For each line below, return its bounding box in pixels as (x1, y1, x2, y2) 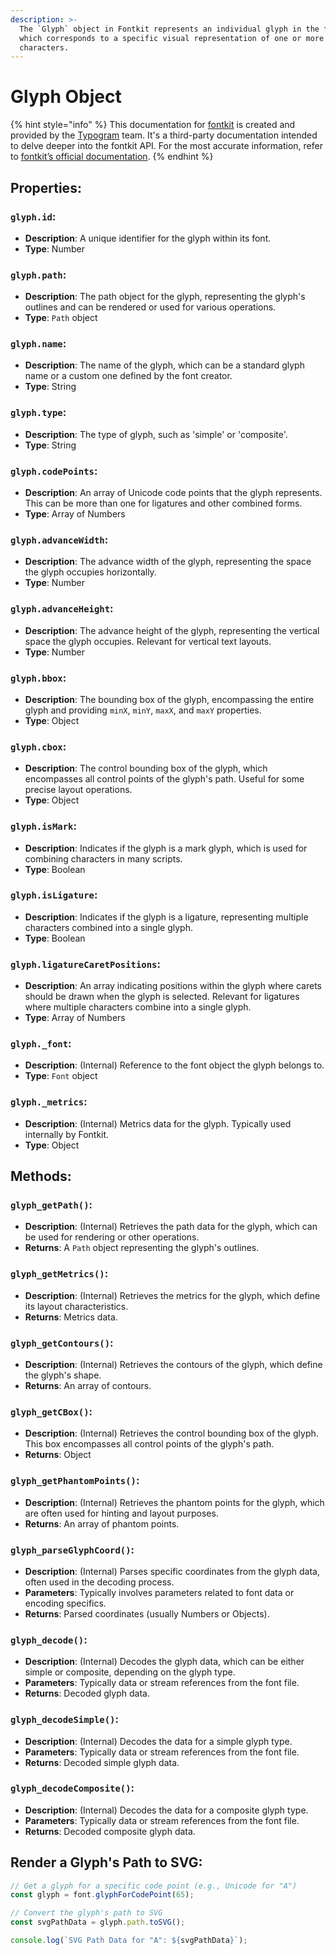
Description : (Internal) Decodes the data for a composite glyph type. (24, 1804, 309, 1816)
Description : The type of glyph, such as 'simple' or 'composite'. (24, 428, 288, 440)
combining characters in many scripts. (24, 852, 183, 865)
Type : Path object (24, 312, 98, 324)
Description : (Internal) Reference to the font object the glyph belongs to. (24, 1059, 325, 1071)
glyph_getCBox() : (10, 1404, 93, 1418)
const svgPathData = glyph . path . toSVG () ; (10, 1917, 186, 1928)
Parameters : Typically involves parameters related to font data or (24, 1586, 295, 1598)
